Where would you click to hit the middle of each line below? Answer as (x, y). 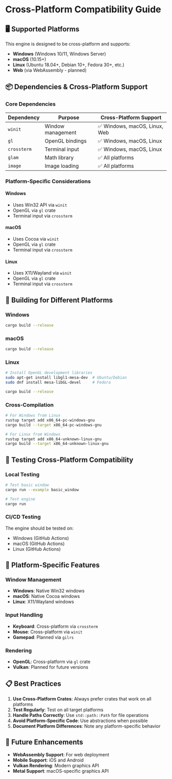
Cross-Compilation (29, 405)
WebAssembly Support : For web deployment (61, 754)
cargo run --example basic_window (42, 490)
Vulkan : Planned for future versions (50, 667)
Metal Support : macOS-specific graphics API (61, 771)
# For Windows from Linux (33, 416)
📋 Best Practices (33, 684)
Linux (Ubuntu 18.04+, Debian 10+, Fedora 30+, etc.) (68, 65)
